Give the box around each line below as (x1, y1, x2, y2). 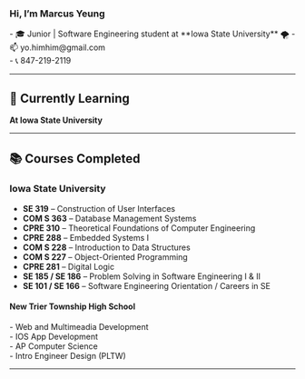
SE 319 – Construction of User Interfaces (22, 203, 176, 214)
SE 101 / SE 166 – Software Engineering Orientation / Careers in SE (22, 280, 271, 291)
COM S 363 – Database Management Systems (22, 213, 197, 224)
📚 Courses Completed (9, 151, 141, 166)
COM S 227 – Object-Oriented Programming (22, 251, 188, 262)
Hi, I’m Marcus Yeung (9, 7, 105, 20)
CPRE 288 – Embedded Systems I (22, 232, 150, 243)
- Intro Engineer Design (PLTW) (9, 351, 127, 361)
